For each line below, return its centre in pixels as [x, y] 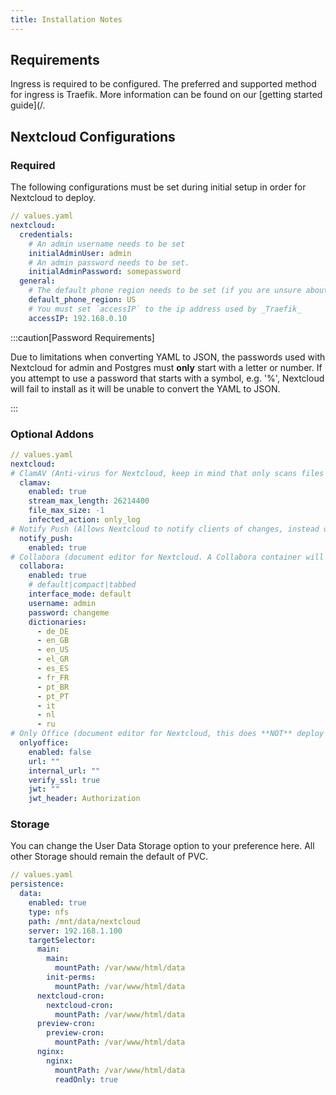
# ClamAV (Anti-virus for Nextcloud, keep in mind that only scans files [167, 473]
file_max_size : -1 [66, 511]
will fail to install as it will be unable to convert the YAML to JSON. [145, 388]
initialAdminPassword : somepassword [105, 272]
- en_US [53, 650]
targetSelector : [62, 940]
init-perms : [71, 977]
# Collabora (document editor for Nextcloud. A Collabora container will [167, 557]
